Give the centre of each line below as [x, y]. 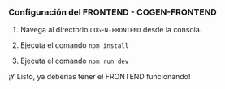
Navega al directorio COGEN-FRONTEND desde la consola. [111, 30]
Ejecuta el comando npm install [74, 45]
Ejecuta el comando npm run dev [74, 61]
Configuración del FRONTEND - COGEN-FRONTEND [112, 12]
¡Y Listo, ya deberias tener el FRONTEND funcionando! [100, 77]
